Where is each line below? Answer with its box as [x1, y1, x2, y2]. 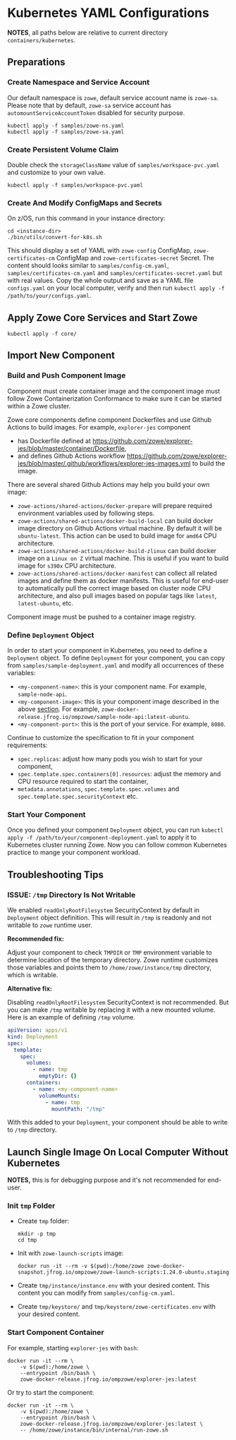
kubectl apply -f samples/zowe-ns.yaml [7, 122, 125, 129]
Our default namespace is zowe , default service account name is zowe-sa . [7, 93, 219, 102]
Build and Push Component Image [7, 370, 126, 380]
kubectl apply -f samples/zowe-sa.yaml [7, 128, 125, 135]
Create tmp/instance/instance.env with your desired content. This [17, 1281, 210, 1290]
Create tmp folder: [17, 1217, 69, 1226]
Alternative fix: [7, 984, 53, 993]
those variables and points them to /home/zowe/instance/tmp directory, [7, 963, 211, 972]
